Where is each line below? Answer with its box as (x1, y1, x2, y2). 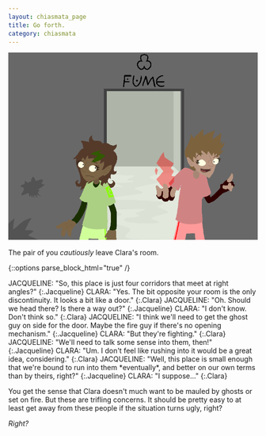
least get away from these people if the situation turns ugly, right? (8, 403, 223, 413)
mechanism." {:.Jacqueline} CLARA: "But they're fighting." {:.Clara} (8, 329, 226, 338)
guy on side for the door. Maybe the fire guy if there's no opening (8, 321, 222, 331)
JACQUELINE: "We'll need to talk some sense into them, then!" (8, 338, 213, 347)
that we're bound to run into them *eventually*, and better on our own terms (8, 363, 256, 373)
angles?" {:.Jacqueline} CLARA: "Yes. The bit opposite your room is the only (8, 287, 256, 296)
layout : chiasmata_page (8, 13, 87, 21)
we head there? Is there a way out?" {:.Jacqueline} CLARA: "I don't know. (8, 304, 247, 313)
